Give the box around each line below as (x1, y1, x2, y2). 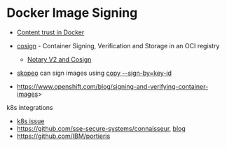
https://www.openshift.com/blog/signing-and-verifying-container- (16, 82, 209, 90)
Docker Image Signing (6, 5, 138, 21)
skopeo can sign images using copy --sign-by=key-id (16, 69, 172, 77)
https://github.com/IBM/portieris (16, 132, 111, 140)
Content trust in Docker (16, 28, 85, 36)
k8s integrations (6, 103, 53, 111)
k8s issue (16, 117, 45, 125)
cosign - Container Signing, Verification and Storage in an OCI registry (16, 41, 220, 50)
